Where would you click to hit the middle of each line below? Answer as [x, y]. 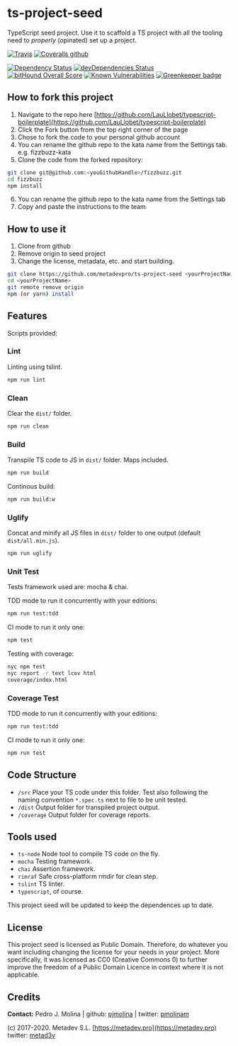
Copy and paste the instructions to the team [82, 207]
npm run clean [28, 426]
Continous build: [31, 487]
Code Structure [42, 775]
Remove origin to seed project [62, 254]
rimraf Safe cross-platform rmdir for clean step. [87, 877]
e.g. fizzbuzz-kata [44, 152]
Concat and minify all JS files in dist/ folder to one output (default [104, 533]
